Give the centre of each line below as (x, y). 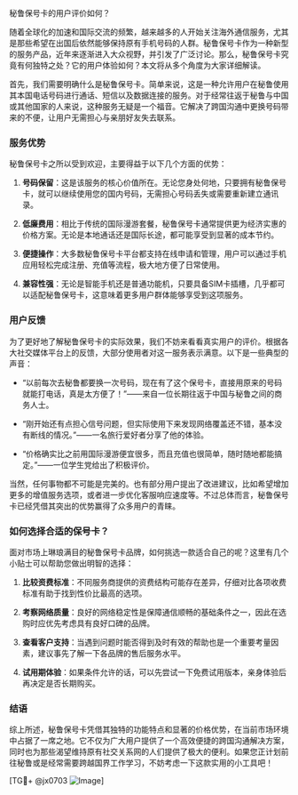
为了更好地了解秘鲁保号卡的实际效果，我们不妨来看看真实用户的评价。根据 (145, 341)
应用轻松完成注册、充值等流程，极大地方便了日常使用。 (123, 265)
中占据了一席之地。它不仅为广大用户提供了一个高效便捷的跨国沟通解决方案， (149, 741)
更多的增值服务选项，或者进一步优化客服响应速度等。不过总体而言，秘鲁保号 (149, 494)
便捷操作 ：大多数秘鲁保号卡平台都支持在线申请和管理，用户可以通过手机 (154, 254)
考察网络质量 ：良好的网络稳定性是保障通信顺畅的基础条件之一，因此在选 (154, 612)
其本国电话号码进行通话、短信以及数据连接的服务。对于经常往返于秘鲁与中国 (149, 95)
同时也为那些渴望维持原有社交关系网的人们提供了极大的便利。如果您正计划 (145, 752)
